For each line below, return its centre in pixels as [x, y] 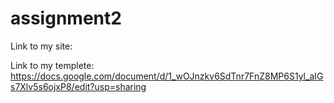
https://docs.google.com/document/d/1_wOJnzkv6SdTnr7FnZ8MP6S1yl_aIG [167, 76]
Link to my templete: [52, 65]
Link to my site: [41, 46]
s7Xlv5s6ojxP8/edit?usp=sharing [78, 86]
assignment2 [66, 18]
